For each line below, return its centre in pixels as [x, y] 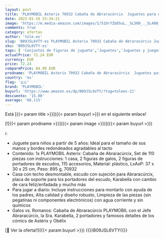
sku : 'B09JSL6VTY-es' [27, 46]
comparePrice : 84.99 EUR [30, 69]
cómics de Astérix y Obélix [39, 221]
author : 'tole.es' [24, 37]
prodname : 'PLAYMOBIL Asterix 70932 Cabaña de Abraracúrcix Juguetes [78, 73]
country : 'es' [20, 78]
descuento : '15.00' [25, 96]
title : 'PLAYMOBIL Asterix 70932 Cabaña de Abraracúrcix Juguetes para [81, 14]
